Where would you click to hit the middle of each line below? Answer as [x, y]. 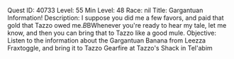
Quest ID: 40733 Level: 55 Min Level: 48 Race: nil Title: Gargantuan [105, 10]
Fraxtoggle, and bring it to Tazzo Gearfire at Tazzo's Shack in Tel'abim [110, 48]
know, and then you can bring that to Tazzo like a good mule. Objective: [112, 33]
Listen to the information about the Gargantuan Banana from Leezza [107, 41]
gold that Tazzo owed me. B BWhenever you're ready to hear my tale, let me [117, 25]
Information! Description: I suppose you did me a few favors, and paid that [116, 18]
